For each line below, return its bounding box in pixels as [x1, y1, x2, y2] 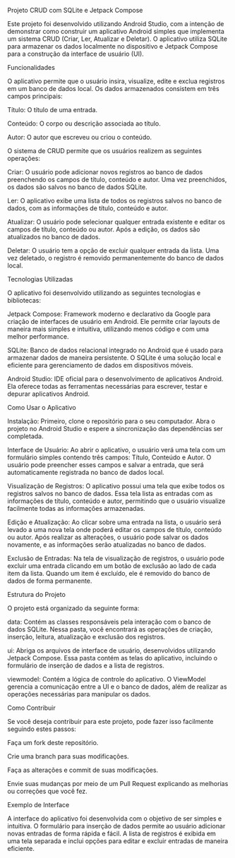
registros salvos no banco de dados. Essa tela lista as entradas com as [7, 490, 213, 497]
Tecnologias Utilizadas [7, 275, 73, 283]
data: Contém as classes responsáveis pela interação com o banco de [7, 617, 212, 626]
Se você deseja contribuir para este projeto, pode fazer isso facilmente [7, 718, 214, 725]
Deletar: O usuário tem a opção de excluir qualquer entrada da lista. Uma [7, 246, 219, 255]
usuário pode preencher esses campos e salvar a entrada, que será [7, 461, 205, 469]
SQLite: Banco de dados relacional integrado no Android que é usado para [7, 346, 224, 354]
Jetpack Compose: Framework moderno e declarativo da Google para [7, 310, 211, 318]
